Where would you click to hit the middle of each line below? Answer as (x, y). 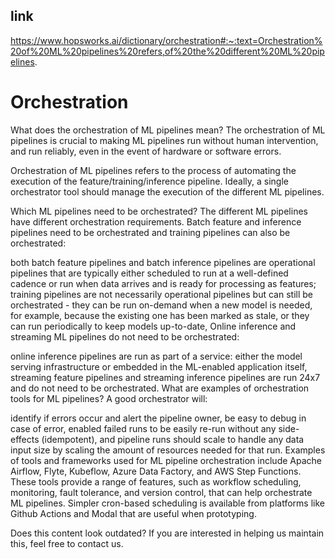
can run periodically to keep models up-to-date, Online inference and (153, 326)
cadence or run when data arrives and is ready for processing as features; (163, 283)
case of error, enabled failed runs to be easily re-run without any (143, 428)
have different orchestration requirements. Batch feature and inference (156, 221)
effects (25, 439)
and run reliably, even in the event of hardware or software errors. (146, 151)
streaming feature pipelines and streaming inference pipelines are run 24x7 (165, 377)
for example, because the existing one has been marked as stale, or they (160, 315)
